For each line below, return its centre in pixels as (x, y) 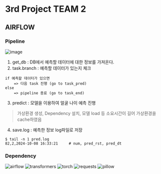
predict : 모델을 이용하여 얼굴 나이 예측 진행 (54, 103)
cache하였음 (29, 119)
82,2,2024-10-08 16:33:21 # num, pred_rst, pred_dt (63, 144)
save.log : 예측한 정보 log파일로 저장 (47, 130)
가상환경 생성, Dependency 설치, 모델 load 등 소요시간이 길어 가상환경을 (86, 113)
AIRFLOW (20, 27)
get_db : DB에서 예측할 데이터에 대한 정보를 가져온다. (63, 62)
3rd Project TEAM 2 (46, 9)
